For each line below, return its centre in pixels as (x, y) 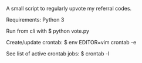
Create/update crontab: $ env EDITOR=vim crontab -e (71, 42)
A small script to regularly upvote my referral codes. (69, 8)
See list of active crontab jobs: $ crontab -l (58, 54)
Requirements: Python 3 (35, 20)
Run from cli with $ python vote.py (48, 31)
